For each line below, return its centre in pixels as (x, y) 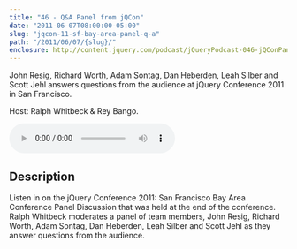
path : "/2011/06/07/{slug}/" (63, 42)
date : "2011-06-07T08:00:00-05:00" (75, 26)
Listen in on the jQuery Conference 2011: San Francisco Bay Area (127, 197)
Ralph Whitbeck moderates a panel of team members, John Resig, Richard (145, 216)
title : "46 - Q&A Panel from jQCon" (76, 17)
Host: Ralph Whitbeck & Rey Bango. (74, 111)
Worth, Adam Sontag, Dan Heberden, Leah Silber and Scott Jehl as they (140, 225)
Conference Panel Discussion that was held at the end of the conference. (143, 207)
